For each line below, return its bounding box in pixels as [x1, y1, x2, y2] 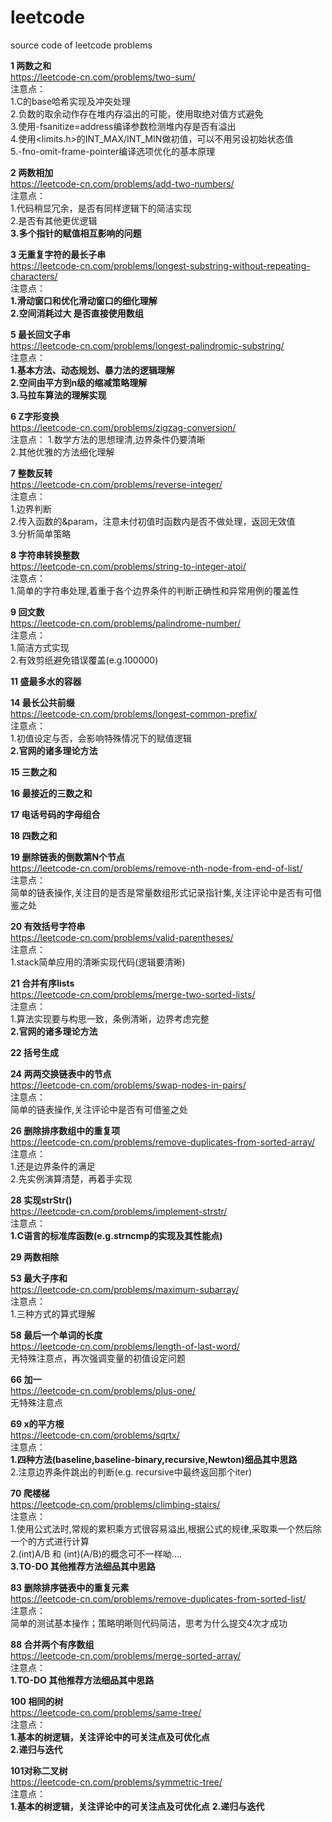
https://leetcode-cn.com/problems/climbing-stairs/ [10, 1498, 221, 1510]
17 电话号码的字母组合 [10, 808, 101, 820]
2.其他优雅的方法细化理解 [10, 446, 115, 458]
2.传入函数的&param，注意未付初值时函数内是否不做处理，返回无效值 [10, 515, 296, 527]
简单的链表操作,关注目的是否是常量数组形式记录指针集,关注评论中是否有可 [10, 886, 314, 898]
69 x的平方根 [10, 1417, 65, 1430]
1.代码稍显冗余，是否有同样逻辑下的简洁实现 [10, 202, 192, 214]
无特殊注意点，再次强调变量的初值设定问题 [10, 1352, 186, 1364]
